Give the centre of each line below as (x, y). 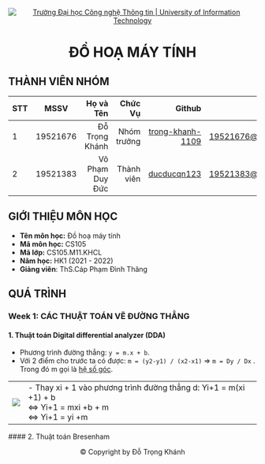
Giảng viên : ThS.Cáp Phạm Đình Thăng (84, 269)
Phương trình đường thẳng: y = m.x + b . (84, 353)
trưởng (128, 141)
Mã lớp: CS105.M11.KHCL (61, 252)
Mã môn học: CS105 (53, 243)
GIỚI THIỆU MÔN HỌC (63, 217)
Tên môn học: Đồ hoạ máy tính (70, 236)
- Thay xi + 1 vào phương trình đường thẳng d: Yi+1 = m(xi (136, 388)
